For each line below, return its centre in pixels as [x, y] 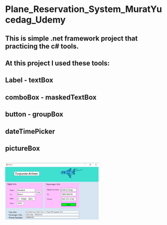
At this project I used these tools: [58, 63]
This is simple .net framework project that [72, 38]
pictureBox [23, 148]
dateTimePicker [30, 131]
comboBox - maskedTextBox [51, 97]
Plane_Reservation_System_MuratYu [83, 9]
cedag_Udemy [35, 20]
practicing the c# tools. [42, 46]
